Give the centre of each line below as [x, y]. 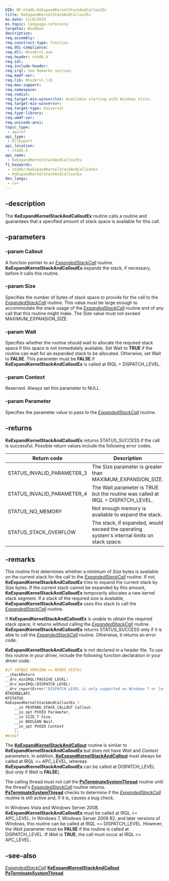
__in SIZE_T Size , [33, 717]
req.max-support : [23, 85]
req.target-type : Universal [35, 108]
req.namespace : [21, 90]
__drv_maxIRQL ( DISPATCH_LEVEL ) [38, 684]
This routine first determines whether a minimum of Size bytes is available [82, 572]
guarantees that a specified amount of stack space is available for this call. [83, 221]
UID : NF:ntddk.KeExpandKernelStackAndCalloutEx [56, 10]
